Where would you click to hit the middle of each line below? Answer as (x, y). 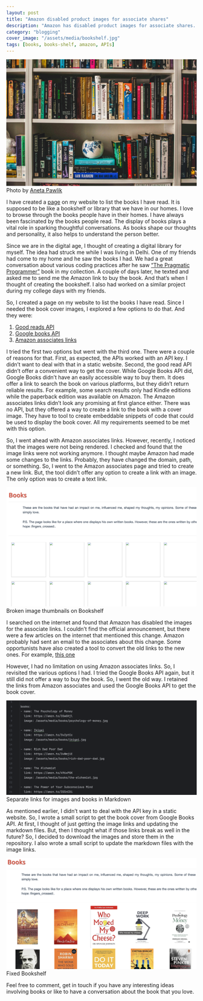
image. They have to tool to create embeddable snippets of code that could (100, 416)
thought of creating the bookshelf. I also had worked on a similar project (96, 284)
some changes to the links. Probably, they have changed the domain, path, (99, 459)
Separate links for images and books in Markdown (69, 799)
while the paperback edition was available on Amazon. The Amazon (91, 397)
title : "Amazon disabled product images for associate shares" (88, 19)
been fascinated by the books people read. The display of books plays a (96, 221)
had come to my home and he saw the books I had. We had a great (90, 258)
